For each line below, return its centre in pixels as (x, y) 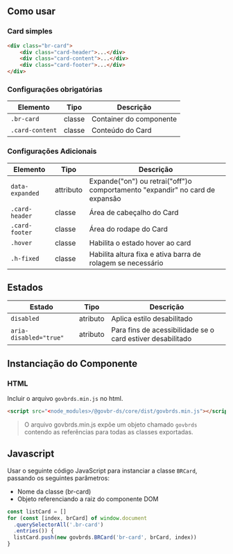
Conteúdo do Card (121, 130)
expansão (105, 198)
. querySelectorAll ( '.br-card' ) (59, 525)
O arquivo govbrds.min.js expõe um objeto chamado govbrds (111, 425)
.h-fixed (25, 258)
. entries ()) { (34, 531)
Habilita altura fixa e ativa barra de (145, 254)
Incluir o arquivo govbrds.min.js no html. (65, 399)
